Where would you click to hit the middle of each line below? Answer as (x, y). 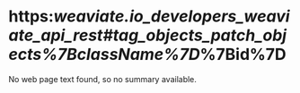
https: (31, 17)
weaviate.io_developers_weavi (172, 17)
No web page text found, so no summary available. (102, 79)
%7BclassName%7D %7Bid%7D (163, 55)
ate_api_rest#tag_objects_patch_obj (148, 35)
